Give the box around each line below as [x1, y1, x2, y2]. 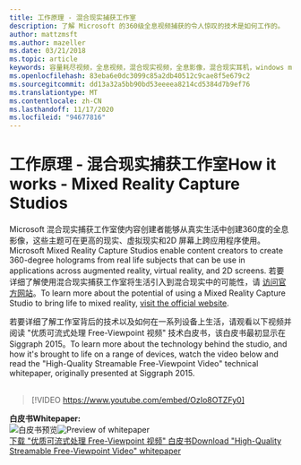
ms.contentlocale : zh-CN [9, 96, 102, 106]
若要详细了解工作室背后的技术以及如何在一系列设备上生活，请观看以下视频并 [9, 316, 292, 327]
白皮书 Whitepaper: [9, 413, 81, 424]
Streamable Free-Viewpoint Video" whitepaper [9, 445, 182, 457]
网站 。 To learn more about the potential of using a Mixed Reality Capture [16, 288, 287, 298]
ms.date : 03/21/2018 [9, 47, 87, 56]
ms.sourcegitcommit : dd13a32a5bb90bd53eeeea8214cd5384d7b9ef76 [9, 80, 251, 89]
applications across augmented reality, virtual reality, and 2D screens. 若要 [9, 265, 285, 276]
